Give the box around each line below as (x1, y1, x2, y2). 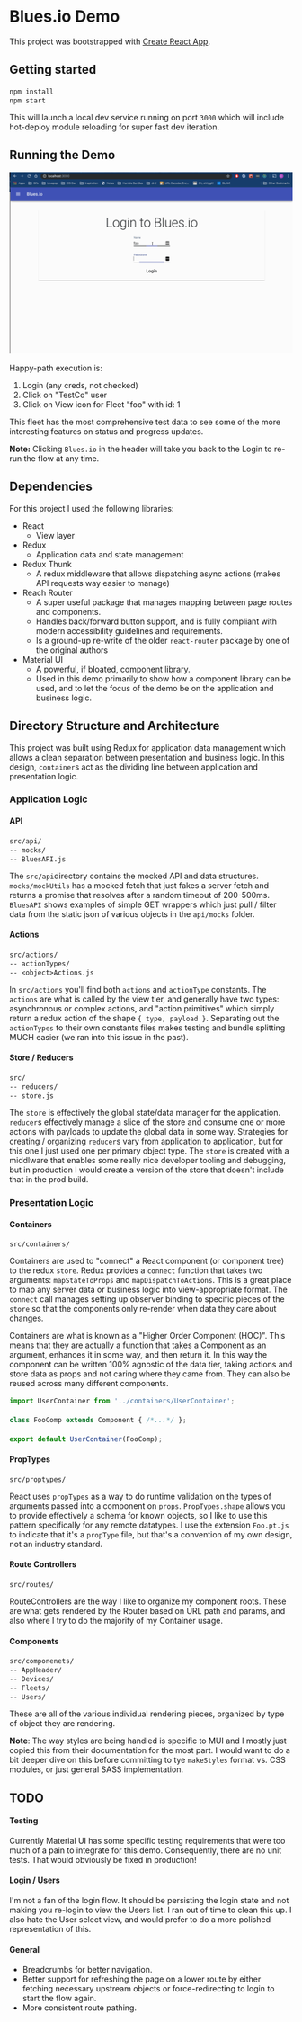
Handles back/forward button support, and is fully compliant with (35, 616, 277, 627)
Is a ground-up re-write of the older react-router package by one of (35, 635, 290, 646)
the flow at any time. (23, 452, 100, 464)
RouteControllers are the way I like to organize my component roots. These (9, 1596, 287, 1607)
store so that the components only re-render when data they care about (9, 1304, 277, 1314)
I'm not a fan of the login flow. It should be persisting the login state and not (9, 1894, 289, 1905)
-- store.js (9, 1091, 54, 1100)
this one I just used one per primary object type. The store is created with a (9, 1145, 289, 1156)
